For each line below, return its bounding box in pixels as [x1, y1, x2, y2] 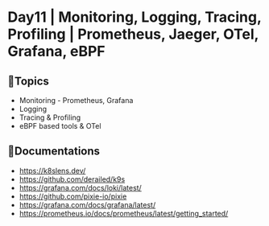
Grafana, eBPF [7, 43, 106, 60]
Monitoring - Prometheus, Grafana [19, 96, 134, 105]
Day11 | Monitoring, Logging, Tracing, [7, 8, 262, 27]
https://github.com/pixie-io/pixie [19, 191, 127, 201]
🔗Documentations [7, 145, 101, 158]
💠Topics [7, 74, 50, 88]
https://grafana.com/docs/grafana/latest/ [19, 199, 156, 209]
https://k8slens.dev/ [19, 166, 86, 175]
